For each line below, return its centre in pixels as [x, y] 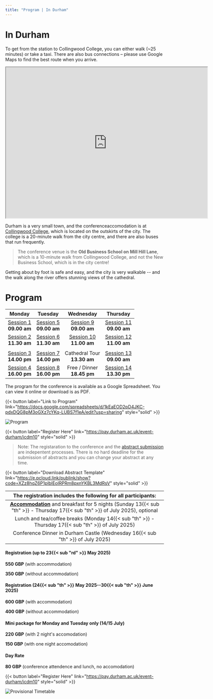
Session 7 [48, 353]
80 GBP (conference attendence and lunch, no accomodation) [70, 667]
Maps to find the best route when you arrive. [51, 59]
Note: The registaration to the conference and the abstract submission [90, 446]
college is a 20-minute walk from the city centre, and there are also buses [82, 237]
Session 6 [48, 337]
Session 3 [20, 353]
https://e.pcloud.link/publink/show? [54, 478]
